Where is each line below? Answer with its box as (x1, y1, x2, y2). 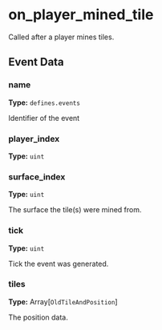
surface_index (8, 171, 66, 182)
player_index (8, 133, 60, 144)
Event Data (8, 55, 64, 69)
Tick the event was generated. (8, 259, 109, 268)
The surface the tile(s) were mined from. (8, 205, 142, 215)
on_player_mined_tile (8, 6, 154, 24)
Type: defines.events (8, 98, 80, 107)
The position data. (8, 312, 68, 322)
